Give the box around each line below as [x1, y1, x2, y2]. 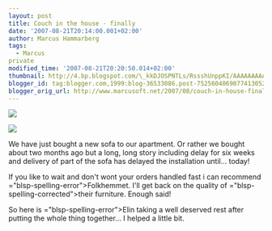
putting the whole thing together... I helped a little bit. [8, 213, 185, 223]
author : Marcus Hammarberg [8, 34, 100, 43]
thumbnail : [8, 72, 45, 80]
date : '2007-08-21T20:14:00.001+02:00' [8, 27, 143, 35]
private [8, 57, 35, 65]
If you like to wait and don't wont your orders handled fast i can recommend [8, 172, 261, 182]
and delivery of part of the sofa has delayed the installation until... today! [8, 157, 250, 166]
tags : [8, 42, 27, 50]
